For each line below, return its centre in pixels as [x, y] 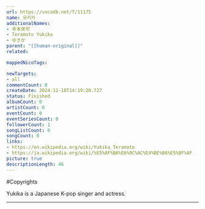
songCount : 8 [23, 136]
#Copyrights [22, 182]
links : [15, 142]
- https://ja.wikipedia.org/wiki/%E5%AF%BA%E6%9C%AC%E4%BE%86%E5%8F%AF [99, 153]
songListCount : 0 [28, 130]
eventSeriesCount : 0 [33, 119]
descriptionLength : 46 [35, 164]
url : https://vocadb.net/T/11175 [49, 12]
